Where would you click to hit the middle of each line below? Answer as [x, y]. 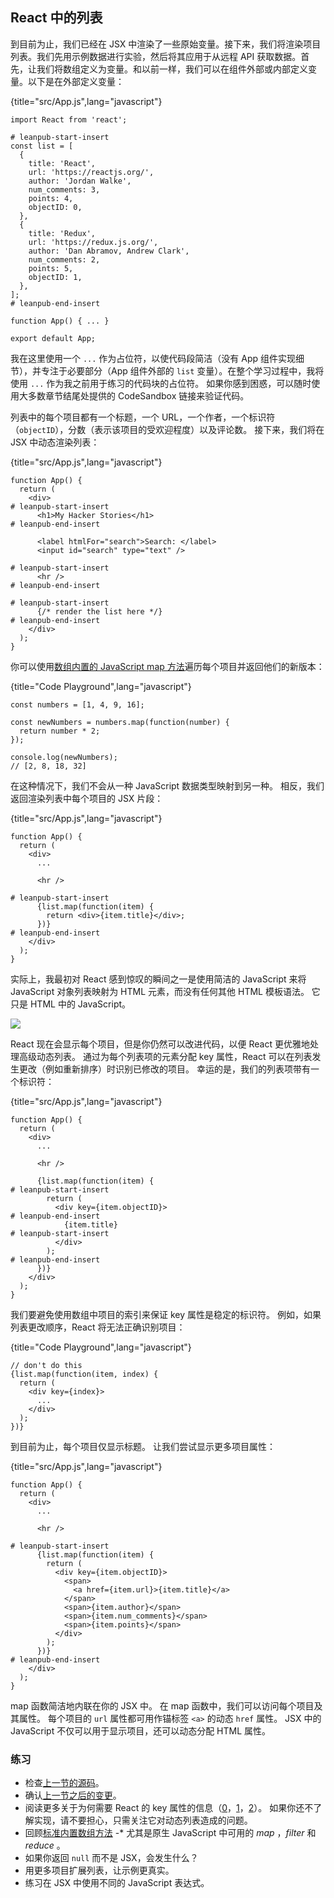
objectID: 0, [55, 207]
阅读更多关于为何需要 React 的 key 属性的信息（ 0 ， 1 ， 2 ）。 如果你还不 [169, 1808]
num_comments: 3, [64, 189]
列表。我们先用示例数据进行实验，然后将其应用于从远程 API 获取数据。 [156, 56]
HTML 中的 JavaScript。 [80, 1004]
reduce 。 [45, 1845]
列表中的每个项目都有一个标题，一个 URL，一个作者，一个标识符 [143, 417]
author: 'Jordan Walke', [80, 181]
